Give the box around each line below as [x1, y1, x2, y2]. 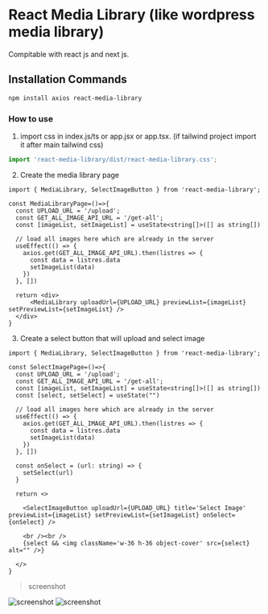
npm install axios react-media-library [8, 94, 142, 102]
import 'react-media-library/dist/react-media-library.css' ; [8, 155, 218, 163]
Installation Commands [8, 72, 127, 86]
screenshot [27, 581, 66, 591]
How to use [8, 113, 54, 124]
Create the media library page [19, 170, 120, 179]
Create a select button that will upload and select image [19, 333, 205, 343]
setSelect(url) [23, 468, 74, 476]
